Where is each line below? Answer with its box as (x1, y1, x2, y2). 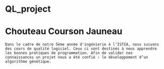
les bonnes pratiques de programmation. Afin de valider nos (5, 50, 133, 56)
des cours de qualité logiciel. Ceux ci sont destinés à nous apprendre (5, 46, 157, 51)
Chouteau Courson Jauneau (5, 26, 123, 37)
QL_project (5, 3, 51, 15)
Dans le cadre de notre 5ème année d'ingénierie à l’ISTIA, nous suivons (5, 42, 160, 47)
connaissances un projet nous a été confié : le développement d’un (5, 55, 148, 60)
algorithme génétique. (5, 59, 52, 64)
